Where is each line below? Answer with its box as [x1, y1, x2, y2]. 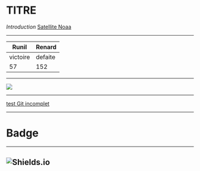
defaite [35, 53, 55, 61]
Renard [35, 43, 57, 51]
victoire [9, 53, 30, 61]
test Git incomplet [6, 100, 49, 107]
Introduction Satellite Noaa [6, 23, 71, 30]
